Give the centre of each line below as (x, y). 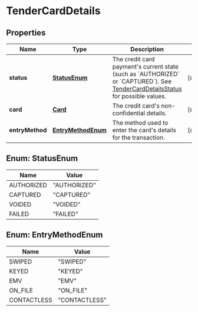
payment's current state (145, 66)
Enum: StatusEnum (42, 159)
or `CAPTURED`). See (142, 81)
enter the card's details (144, 130)
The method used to (140, 123)
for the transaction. (138, 137)
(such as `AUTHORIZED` (146, 74)
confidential (129, 113)
